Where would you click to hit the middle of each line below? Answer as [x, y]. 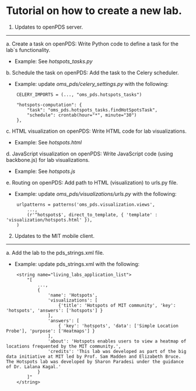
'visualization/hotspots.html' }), [49, 220]
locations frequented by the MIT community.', [64, 346]
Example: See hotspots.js [45, 171]
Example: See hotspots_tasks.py [53, 61]
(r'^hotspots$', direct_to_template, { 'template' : [92, 214]
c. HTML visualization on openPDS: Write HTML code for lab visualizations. [96, 131]
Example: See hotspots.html [48, 142]
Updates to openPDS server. [49, 27]
